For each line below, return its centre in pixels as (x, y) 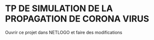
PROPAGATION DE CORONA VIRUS (77, 19)
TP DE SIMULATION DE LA (59, 9)
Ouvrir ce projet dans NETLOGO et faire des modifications (64, 32)
